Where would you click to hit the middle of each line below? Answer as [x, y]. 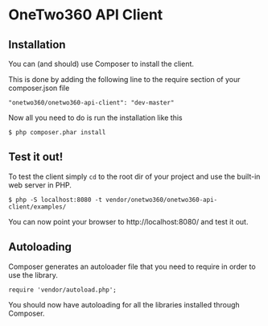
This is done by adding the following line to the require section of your [124, 79]
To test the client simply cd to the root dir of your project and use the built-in [134, 176]
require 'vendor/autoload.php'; [62, 290]
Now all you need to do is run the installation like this [95, 118]
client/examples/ [37, 207]
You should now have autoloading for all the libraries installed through [124, 304]
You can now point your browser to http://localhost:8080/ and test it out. [128, 221]
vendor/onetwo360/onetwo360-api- [162, 200]
